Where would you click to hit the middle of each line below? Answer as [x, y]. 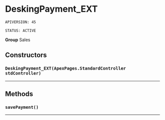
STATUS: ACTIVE [21, 30]
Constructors [26, 55]
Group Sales [18, 40]
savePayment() [22, 107]
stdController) [23, 73]
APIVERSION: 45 [21, 22]
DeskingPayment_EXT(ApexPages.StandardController [66, 69]
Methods [19, 94]
